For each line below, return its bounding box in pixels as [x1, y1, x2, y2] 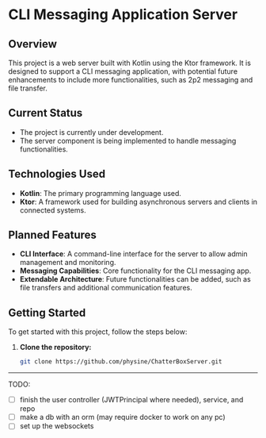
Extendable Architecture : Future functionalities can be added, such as [19, 275, 251, 284]
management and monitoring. [19, 258, 116, 267]
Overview [8, 37, 58, 51]
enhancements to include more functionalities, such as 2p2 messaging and [8, 75, 253, 84]
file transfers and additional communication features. [19, 283, 192, 293]
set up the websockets [19, 421, 94, 431]
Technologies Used [8, 167, 105, 181]
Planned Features [8, 229, 97, 242]
